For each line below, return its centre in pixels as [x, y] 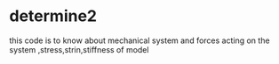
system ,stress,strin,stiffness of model [79, 49]
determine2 [53, 16]
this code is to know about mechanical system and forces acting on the [139, 40]
